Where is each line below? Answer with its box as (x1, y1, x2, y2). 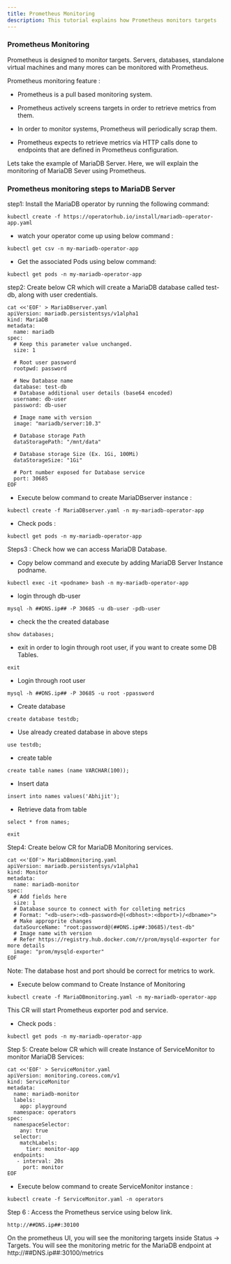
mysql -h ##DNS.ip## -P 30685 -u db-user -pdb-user (7, 605, 161, 612)
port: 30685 (13, 476, 49, 483)
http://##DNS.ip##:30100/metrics (7, 1249, 104, 1257)
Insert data (17, 779, 49, 788)
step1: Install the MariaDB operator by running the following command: (7, 200, 209, 208)
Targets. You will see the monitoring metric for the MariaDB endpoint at (7, 1241, 211, 1250)
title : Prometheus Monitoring (7, 10, 96, 17)
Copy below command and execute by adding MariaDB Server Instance (17, 559, 223, 567)
